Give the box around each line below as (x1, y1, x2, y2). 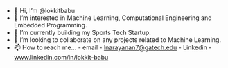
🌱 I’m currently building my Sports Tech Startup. (13, 28, 151, 36)
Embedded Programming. (13, 21, 87, 29)
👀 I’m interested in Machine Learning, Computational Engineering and (13, 14, 213, 22)
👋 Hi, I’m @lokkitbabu (13, 7, 76, 14)
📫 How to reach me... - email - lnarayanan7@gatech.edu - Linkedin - (13, 43, 212, 52)
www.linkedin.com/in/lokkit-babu (13, 54, 109, 61)
